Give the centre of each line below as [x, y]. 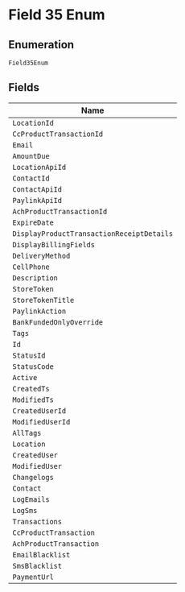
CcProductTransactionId [58, 134]
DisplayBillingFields [53, 244]
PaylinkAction [39, 311]
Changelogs [33, 477]
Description [35, 278]
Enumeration [41, 45]
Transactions [37, 522]
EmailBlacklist [41, 555]
